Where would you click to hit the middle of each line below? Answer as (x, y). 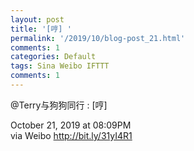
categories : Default (53, 57)
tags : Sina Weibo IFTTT (60, 66)
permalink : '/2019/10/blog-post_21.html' (98, 38)
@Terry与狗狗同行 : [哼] (59, 105)
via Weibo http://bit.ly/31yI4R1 (71, 135)
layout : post (37, 19)
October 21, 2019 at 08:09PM (71, 125)
